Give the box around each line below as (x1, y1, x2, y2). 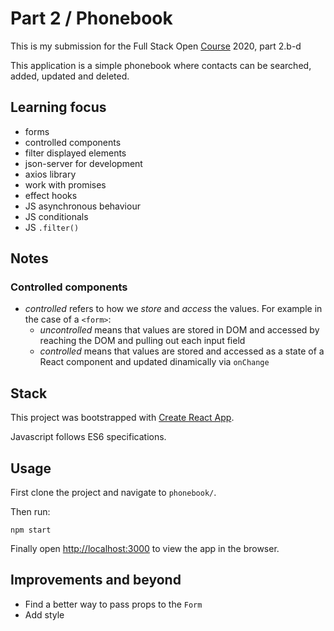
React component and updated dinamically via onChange (39, 356, 270, 368)
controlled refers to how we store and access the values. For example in (24, 303, 323, 315)
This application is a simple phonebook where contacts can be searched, (10, 59, 312, 71)
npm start (10, 525, 52, 536)
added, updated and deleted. (10, 70, 130, 82)
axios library (24, 168, 77, 180)
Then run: (10, 506, 51, 518)
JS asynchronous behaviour (24, 200, 141, 212)
